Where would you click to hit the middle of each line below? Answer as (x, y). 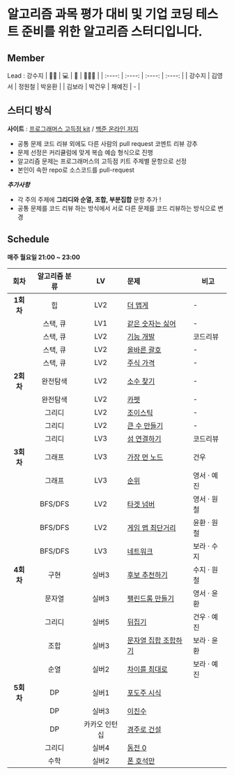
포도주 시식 (144, 693)
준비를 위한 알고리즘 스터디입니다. (112, 32)
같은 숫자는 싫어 (151, 323)
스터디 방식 (30, 111)
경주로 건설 (144, 729)
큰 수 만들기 (145, 425)
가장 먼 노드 (145, 457)
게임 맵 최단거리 (151, 528)
